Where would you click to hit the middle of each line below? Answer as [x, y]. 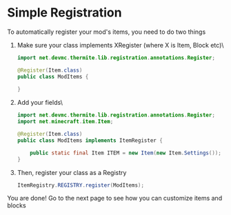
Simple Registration [64, 13]
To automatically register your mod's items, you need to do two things [107, 32]
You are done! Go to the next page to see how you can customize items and [115, 198]
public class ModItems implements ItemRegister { [90, 140]
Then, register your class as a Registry [72, 172]
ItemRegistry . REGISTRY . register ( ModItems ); [81, 185]
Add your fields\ [40, 103]
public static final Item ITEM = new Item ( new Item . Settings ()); [126, 153]
